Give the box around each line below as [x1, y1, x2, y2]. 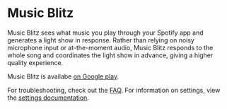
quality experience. [7, 58, 64, 67]
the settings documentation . [7, 93, 90, 102]
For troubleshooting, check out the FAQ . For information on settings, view [7, 86, 221, 94]
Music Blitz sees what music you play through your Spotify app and [7, 28, 204, 37]
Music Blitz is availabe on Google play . [7, 72, 120, 81]
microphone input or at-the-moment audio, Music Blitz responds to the [7, 43, 214, 52]
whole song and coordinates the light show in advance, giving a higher [7, 51, 214, 59]
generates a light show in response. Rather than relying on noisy [7, 35, 194, 44]
